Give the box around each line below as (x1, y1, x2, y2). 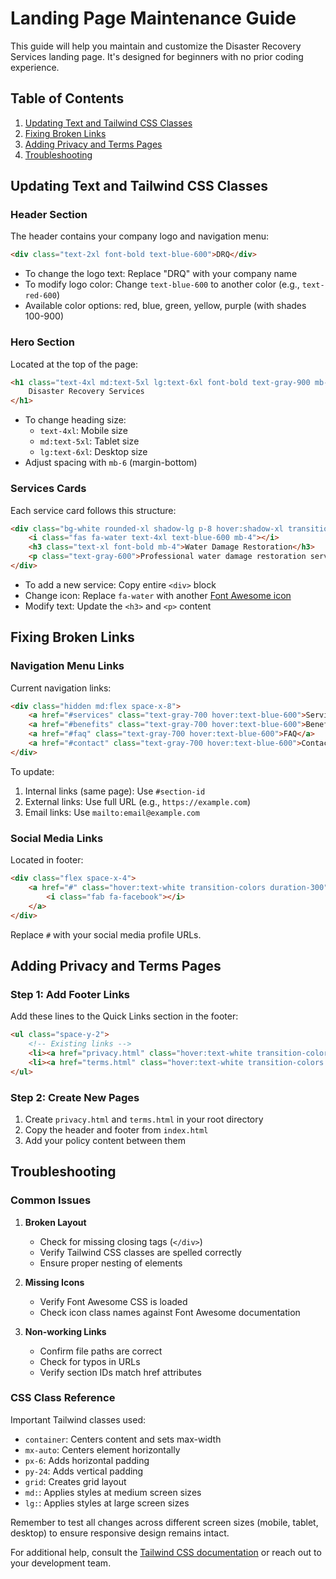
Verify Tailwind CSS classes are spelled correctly (39, 1246, 242, 1258)
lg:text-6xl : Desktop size (39, 446, 148, 458)
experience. (10, 61, 60, 73)
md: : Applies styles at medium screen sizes (24, 1486, 202, 1498)
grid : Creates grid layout (24, 1475, 127, 1487)
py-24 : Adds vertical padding (24, 1465, 144, 1477)
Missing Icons (24, 1276, 85, 1288)
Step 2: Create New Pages (10, 1090, 140, 1104)
